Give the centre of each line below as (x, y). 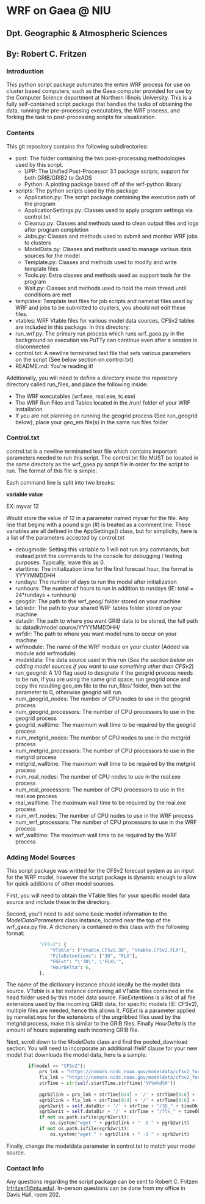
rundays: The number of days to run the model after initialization (96, 582)
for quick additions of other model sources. (61, 884)
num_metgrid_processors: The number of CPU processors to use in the (105, 751)
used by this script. (39, 164)
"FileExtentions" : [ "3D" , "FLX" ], (94, 956)
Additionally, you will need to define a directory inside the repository (92, 378)
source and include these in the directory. (59, 902)
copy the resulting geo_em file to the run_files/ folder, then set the (98, 686)
